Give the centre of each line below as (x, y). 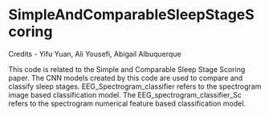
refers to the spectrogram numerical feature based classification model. (127, 103)
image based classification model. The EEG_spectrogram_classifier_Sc (125, 94)
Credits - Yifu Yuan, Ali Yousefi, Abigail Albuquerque (95, 54)
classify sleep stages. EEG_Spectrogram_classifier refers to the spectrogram (135, 86)
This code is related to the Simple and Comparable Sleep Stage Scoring (127, 69)
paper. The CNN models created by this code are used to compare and (126, 78)
